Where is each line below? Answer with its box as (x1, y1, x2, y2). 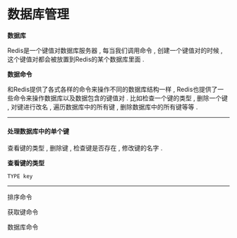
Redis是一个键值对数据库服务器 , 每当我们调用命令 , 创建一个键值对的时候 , (7, 46, 224, 54)
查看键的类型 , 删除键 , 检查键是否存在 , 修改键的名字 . (7, 144, 163, 153)
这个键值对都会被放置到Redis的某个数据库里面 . (7, 54, 145, 64)
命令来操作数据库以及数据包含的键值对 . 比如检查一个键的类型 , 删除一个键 (13, 93, 228, 102)
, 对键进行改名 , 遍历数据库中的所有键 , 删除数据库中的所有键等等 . (7, 102, 198, 111)
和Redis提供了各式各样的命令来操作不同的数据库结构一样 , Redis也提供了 (7, 85, 218, 93)
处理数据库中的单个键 (7, 126, 69, 135)
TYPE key (7, 173, 33, 180)
